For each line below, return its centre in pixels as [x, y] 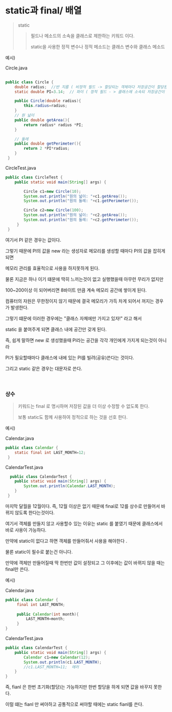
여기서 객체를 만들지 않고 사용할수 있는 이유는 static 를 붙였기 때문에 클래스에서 [84, 523]
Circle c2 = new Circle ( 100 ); [53, 210]
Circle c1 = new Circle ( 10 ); [52, 191]
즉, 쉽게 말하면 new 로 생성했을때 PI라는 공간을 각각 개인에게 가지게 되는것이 [81, 340]
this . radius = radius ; [46, 106]
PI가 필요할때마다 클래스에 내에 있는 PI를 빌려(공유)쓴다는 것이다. [70, 358]
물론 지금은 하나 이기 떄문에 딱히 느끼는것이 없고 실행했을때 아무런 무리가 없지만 [84, 279]
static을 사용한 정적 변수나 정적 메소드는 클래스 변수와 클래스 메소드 [98, 46]
